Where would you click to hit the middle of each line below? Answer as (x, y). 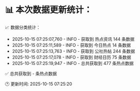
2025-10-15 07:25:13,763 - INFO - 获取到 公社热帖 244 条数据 (73, 51)
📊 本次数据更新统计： (49, 10)
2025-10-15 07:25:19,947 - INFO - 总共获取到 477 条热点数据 (73, 63)
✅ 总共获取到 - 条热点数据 (31, 74)
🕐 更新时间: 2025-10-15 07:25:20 (38, 84)
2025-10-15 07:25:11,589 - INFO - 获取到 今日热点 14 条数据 (71, 45)
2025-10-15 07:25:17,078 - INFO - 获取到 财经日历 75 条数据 (71, 57)
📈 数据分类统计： (23, 27)
